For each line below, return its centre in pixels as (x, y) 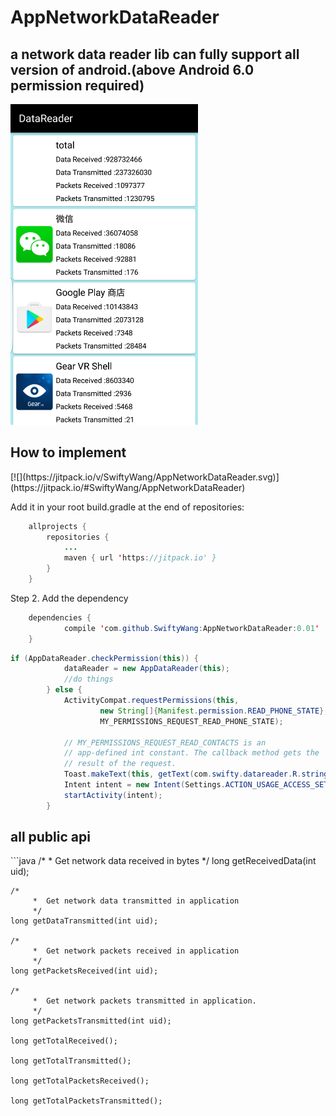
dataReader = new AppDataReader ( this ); (146, 669)
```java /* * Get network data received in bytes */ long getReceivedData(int (163, 861)
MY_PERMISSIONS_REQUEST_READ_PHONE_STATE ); (191, 721)
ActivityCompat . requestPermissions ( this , (151, 701)
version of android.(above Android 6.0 (132, 69)
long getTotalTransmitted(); (71, 1061)
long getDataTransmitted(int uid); (84, 921)
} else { (64, 690)
